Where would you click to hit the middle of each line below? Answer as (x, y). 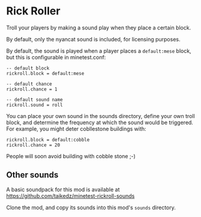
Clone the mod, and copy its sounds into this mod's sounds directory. (91, 207)
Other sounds (32, 175)
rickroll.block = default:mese (45, 73)
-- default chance (29, 84)
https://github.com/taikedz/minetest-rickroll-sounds (70, 195)
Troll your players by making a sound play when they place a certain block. (99, 28)
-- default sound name (34, 100)
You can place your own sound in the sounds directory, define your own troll (100, 116)
